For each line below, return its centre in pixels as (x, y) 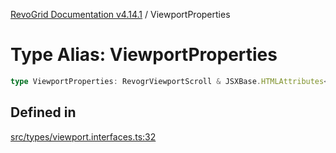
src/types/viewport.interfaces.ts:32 (83, 136)
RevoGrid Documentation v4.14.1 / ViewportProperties (120, 14)
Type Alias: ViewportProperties (144, 55)
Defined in (43, 112)
